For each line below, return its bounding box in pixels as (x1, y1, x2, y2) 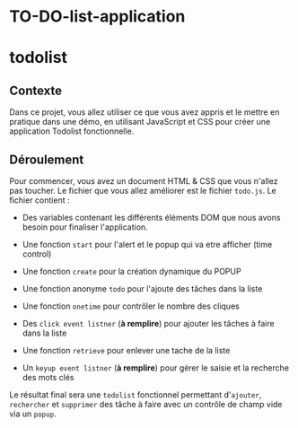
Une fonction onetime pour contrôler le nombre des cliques (22, 301, 240, 311)
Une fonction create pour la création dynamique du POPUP (22, 266, 241, 276)
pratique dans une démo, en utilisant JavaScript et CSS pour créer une (9, 117, 271, 127)
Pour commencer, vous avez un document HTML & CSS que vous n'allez (9, 176, 278, 186)
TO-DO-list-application (9, 6, 186, 27)
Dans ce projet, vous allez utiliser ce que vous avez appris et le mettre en (9, 107, 280, 118)
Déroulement (9, 152, 84, 167)
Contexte (9, 83, 63, 98)
